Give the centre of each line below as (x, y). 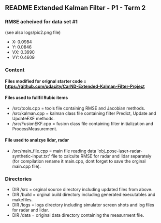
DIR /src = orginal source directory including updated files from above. (82, 189)
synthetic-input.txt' (31, 156)
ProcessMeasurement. (35, 129)
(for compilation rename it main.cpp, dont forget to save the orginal (79, 161)
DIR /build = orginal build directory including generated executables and (84, 194)
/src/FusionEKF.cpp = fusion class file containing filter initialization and (83, 124)
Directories (18, 179)
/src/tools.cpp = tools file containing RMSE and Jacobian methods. (79, 108)
